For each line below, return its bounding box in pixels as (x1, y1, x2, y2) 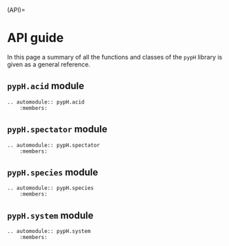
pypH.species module (7, 166, 99, 178)
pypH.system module (7, 209, 94, 221)
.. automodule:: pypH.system (7, 228, 91, 235)
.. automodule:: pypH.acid (7, 98, 85, 106)
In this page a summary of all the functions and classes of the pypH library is (7, 53, 223, 61)
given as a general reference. (7, 60, 91, 68)
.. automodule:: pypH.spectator (7, 142, 100, 149)
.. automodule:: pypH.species (7, 184, 94, 192)
